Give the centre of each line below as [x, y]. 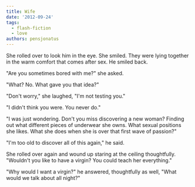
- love [19, 34]
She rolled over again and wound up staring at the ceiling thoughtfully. [91, 154]
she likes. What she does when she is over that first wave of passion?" [92, 131]
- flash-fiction [31, 28]
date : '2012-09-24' [30, 17]
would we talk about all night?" [43, 178]
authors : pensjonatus [33, 39]
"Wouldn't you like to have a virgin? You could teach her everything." [89, 160]
